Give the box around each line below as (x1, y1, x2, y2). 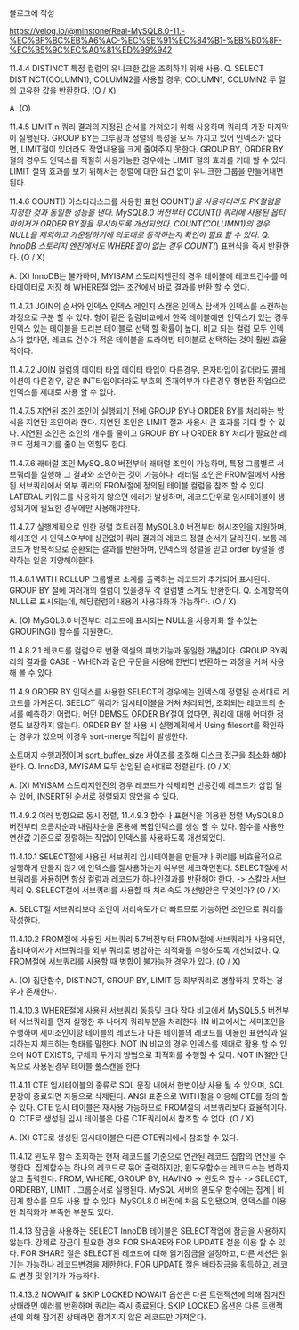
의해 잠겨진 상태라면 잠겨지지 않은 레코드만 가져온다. (25, 1311, 206, 1322)
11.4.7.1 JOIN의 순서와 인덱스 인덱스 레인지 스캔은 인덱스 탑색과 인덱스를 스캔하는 (9, 301, 289, 311)
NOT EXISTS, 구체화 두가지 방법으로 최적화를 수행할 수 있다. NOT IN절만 (25, 1050, 279, 1060)
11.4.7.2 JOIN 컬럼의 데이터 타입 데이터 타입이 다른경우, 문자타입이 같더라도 (9, 365, 270, 374)
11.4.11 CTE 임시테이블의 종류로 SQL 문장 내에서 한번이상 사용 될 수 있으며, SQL (9, 1080, 285, 1090)
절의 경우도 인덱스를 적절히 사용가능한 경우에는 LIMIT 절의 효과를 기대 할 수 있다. (9, 155, 288, 165)
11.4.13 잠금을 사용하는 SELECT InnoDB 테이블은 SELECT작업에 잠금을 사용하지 (9, 1226, 287, 1236)
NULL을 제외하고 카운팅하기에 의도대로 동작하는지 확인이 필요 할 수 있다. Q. (9, 230, 270, 240)
